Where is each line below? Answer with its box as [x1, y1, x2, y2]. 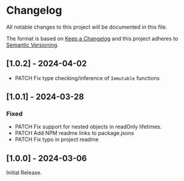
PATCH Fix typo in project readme [14, 136, 99, 143]
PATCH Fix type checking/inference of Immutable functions [14, 74, 160, 81]
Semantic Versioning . [6, 41, 59, 48]
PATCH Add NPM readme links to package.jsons [14, 130, 134, 137]
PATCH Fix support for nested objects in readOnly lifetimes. [14, 123, 162, 130]
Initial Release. [6, 169, 42, 176]
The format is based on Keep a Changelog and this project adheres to [6, 35, 179, 42]
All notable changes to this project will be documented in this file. [6, 23, 168, 30]
